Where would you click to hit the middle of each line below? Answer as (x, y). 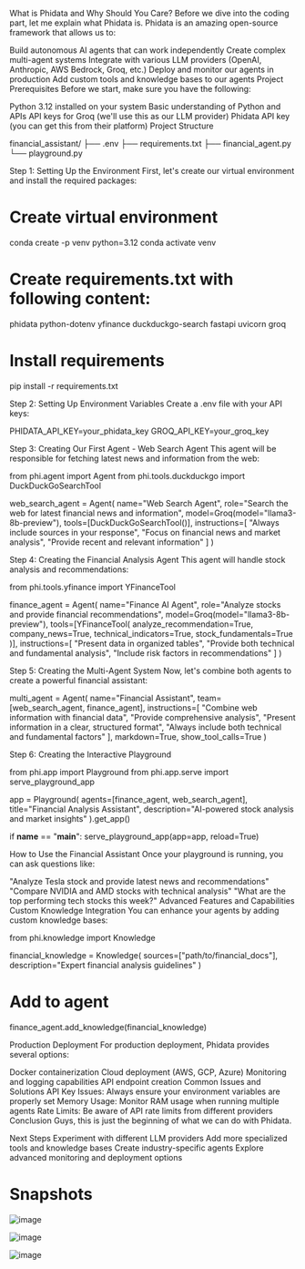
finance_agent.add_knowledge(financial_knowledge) (108, 1027)
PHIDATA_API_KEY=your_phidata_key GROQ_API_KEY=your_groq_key (139, 431)
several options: (40, 1054)
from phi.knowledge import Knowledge (83, 937)
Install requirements (87, 361)
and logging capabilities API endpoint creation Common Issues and (135, 1081)
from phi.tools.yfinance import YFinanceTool (92, 587)
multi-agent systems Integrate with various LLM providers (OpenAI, (136, 60)
